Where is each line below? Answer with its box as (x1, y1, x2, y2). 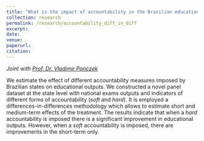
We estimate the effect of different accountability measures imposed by (6, 76, 186, 84)
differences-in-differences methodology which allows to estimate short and (6, 102, 195, 110)
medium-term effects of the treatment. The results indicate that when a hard (6, 108, 197, 116)
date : (6, 31, 20, 38)
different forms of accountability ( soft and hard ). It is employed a (6, 96, 169, 103)
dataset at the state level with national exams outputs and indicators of (6, 89, 183, 97)
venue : (6, 37, 23, 43)
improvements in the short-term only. (6, 128, 100, 135)
